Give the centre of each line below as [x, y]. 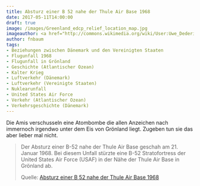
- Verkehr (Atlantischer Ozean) [46, 100]
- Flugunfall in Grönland [38, 61]
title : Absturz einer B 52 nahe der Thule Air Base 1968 [78, 12]
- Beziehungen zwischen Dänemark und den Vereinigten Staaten [85, 51]
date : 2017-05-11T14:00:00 [40, 17]
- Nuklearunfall [26, 89]
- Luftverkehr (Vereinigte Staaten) [51, 84]
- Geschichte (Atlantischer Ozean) [50, 67]
